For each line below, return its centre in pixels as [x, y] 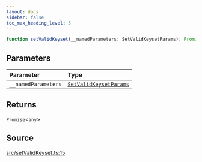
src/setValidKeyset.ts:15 [36, 152]
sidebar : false [25, 17]
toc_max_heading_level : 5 [38, 23]
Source [20, 138]
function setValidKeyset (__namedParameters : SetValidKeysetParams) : [94, 40]
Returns [22, 105]
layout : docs [23, 12]
